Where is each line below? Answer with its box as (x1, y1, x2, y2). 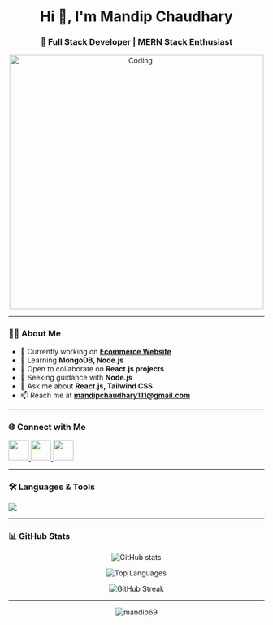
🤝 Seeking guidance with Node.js (19, 372, 132, 382)
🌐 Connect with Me (8, 421, 87, 432)
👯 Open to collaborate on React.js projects (19, 363, 165, 373)
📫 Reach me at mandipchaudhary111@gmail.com (19, 390, 191, 400)
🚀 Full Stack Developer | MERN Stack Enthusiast (40, 37, 233, 48)
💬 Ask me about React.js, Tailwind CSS (19, 381, 153, 391)
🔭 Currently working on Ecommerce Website (19, 346, 172, 356)
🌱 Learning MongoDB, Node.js (19, 355, 124, 365)
